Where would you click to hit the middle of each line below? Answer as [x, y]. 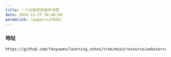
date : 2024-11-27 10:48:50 [34, 15]
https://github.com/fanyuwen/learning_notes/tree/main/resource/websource [86, 49]
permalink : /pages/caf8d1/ [34, 19]
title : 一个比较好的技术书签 [32, 10]
